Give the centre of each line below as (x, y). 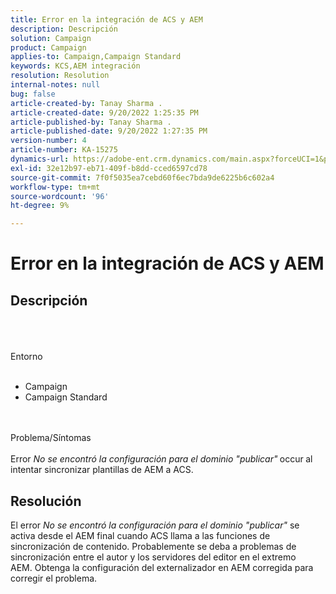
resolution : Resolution (60, 76)
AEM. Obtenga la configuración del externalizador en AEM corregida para (162, 567)
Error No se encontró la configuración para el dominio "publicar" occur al (161, 459)
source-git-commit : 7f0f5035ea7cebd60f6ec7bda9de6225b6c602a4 (142, 177)
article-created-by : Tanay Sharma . (86, 103)
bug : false (33, 94)
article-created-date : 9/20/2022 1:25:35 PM (104, 112)
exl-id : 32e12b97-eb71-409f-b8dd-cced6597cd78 (109, 168)
